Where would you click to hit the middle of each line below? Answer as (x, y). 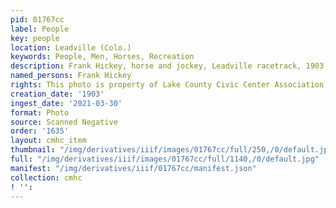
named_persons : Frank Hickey (71, 76)
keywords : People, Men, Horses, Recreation (102, 57)
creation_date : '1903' (57, 94)
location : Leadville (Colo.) (71, 47)
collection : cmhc (46, 177)
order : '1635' (40, 131)
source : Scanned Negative (64, 122)
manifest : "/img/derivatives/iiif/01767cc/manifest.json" (133, 168)
